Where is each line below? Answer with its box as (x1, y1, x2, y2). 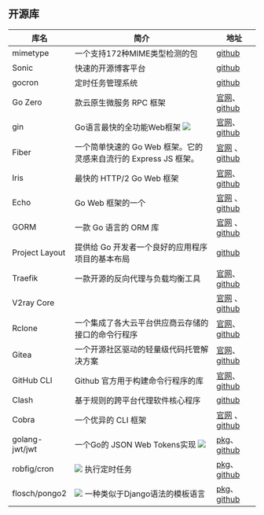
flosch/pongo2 (12, 487, 67, 498)
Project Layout (12, 247, 66, 258)
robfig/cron (12, 463, 54, 474)
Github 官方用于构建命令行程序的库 (74, 375, 204, 386)
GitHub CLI (12, 374, 53, 385)
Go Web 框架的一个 (74, 197, 146, 208)
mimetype (12, 47, 49, 58)
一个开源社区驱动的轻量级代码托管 (74, 344, 201, 355)
